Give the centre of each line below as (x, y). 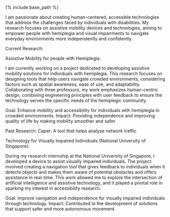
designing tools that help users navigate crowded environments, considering (85, 79)
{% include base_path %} (32, 7)
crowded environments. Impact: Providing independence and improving (80, 116)
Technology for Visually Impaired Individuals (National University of (76, 141)
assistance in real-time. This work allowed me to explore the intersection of (84, 177)
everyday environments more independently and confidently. (69, 39)
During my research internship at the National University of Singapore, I (80, 156)
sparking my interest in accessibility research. (53, 188)
